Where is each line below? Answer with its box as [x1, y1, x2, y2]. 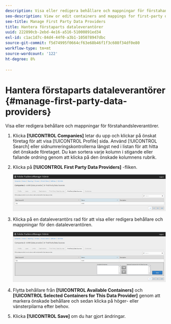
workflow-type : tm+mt [5, 46, 51, 51]
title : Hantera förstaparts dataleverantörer [5, 24, 103, 30]
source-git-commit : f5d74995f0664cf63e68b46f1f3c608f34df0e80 [5, 41, 140, 46]
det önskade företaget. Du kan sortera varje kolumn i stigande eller [12, 149, 153, 155]
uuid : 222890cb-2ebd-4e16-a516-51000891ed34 [5, 30, 101, 35]
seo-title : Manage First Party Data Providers [5, 19, 106, 24]
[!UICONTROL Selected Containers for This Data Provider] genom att [12, 292, 160, 299]
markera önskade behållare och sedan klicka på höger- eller [12, 298, 139, 304]
